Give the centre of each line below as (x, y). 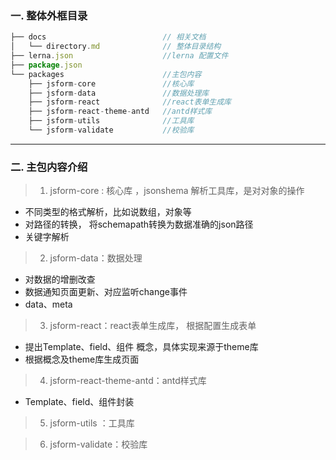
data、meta (48, 304)
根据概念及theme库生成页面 (82, 359)
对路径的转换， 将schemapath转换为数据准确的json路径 (139, 224)
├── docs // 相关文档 (108, 37)
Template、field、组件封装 (79, 402)
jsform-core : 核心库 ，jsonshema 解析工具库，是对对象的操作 (177, 191)
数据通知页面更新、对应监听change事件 (106, 292)
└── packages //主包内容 (106, 74)
